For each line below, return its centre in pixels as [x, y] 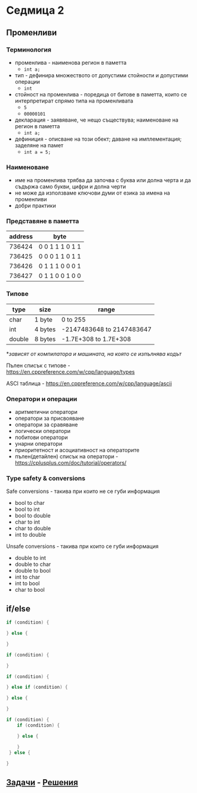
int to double [30, 535]
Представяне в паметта [43, 221]
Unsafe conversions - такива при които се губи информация [82, 546]
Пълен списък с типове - [38, 365]
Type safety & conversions [46, 478]
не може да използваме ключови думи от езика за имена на [92, 193]
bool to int [27, 509]
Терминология [29, 50]
